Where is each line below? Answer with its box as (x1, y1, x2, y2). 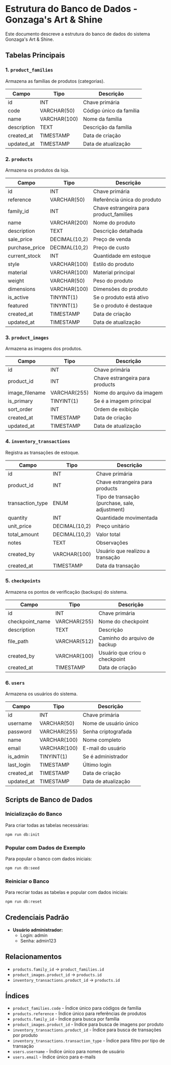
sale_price (8, 235, 33, 243)
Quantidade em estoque (93, 252, 151, 259)
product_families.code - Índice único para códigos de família (12, 1005, 141, 1011)
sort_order (8, 406, 33, 413)
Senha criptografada (82, 728, 132, 735)
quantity (8, 514, 28, 521)
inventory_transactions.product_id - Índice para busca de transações (12, 1027, 162, 1033)
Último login (82, 761, 112, 768)
